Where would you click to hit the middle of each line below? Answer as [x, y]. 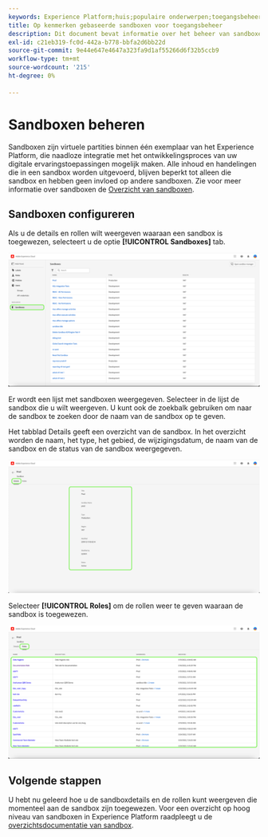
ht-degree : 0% [32, 76]
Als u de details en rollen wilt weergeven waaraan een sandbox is [116, 233]
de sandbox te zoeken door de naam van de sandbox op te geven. [117, 417]
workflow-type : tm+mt [44, 59]
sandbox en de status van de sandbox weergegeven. [95, 449]
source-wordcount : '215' [49, 68]
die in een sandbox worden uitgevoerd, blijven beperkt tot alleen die [120, 172]
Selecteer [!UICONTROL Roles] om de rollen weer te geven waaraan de [126, 606]
